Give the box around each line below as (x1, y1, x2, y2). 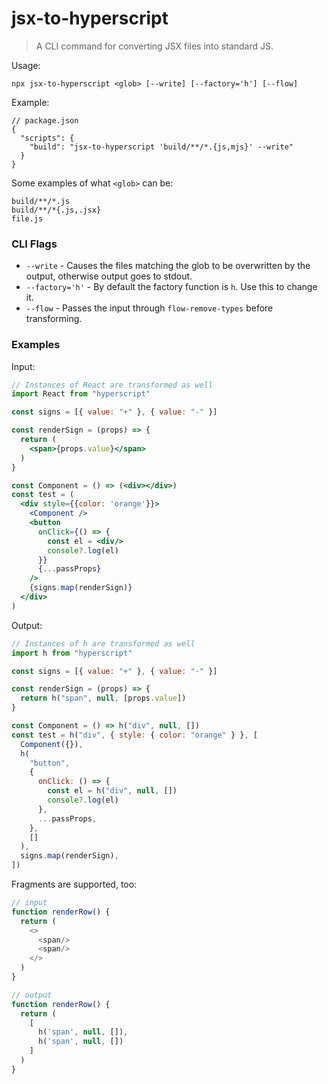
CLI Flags (11, 237, 58, 251)
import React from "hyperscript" (11, 389, 151, 399)
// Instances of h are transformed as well (11, 638, 196, 649)
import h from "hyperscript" (11, 648, 133, 658)
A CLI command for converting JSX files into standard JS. (35, 40, 274, 52)
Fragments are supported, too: (11, 878, 138, 891)
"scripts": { (20, 133, 75, 143)
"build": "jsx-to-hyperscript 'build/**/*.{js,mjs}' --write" (29, 142, 294, 152)
